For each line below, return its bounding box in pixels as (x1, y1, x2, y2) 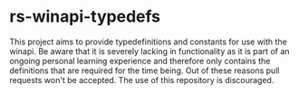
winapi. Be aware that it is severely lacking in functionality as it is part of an (9, 45, 290, 56)
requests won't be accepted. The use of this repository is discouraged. (9, 74, 275, 85)
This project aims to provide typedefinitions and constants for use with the (9, 36, 287, 47)
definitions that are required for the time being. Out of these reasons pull (9, 65, 280, 76)
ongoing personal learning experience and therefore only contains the (9, 55, 271, 66)
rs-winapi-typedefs (9, 6, 161, 27)
